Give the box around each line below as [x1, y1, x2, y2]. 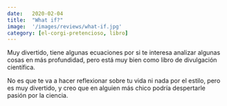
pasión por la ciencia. [7, 91, 69, 100]
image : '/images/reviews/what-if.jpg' [7, 23, 122, 30]
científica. [7, 63, 36, 71]
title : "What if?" [7, 17, 64, 24]
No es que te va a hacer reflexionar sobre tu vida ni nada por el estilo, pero [7, 77, 221, 85]
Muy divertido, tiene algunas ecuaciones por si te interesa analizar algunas [7, 48, 221, 57]
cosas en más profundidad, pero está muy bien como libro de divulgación [7, 56, 217, 64]
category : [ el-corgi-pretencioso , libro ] [7, 29, 129, 37]
